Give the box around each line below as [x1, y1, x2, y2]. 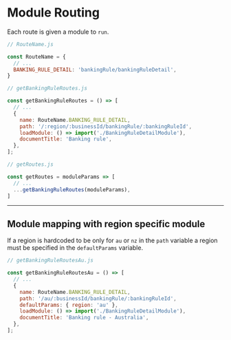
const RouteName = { [7, 53, 67, 60]
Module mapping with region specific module [7, 218, 206, 230]
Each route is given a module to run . [7, 28, 109, 36]
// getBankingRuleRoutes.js [7, 85, 88, 92]
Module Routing [7, 5, 100, 21]
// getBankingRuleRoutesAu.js [7, 257, 94, 264]
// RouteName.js [7, 41, 54, 47]
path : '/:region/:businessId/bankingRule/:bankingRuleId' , [19, 123, 192, 130]
